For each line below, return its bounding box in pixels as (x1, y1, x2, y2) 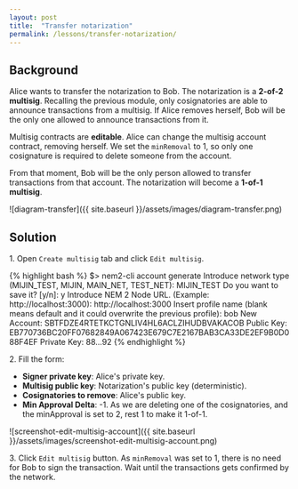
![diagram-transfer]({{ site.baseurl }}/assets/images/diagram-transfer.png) (9, 204, 283, 214)
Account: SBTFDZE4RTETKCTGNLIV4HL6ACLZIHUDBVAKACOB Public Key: (9, 317, 287, 328)
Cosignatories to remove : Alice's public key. (21, 390, 187, 400)
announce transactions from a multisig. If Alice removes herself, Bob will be (9, 105, 286, 116)
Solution (9, 229, 57, 244)
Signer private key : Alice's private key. (21, 371, 165, 381)
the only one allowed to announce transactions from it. (9, 115, 209, 125)
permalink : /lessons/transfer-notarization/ (9, 29, 177, 38)
